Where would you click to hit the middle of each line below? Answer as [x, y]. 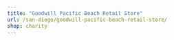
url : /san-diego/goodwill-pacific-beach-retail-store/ [87, 20]
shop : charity [28, 26]
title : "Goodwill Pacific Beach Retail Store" [75, 13]
